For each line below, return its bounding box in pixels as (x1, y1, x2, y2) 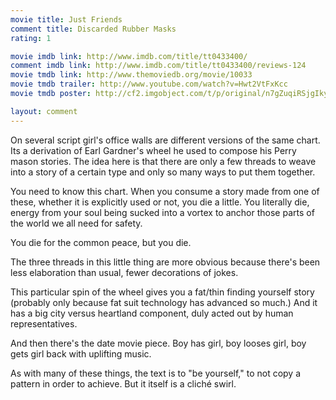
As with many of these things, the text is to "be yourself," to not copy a (10, 367, 302, 379)
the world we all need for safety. (10, 217, 143, 229)
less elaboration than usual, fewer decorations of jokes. (10, 266, 239, 278)
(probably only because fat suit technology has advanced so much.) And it (10, 296, 318, 308)
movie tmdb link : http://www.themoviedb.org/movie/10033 (10, 70, 253, 80)
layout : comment (10, 106, 78, 116)
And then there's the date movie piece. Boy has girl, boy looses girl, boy (10, 337, 307, 349)
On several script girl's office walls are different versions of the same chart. (10, 134, 321, 146)
